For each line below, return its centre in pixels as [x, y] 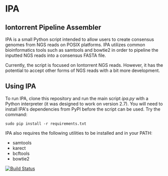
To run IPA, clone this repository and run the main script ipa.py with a [77, 98]
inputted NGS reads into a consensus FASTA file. [56, 55]
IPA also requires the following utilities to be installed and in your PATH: [79, 133]
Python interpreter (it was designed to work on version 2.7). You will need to [84, 104]
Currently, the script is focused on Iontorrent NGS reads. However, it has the [84, 65]
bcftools [21, 153]
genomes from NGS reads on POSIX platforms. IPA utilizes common [75, 45]
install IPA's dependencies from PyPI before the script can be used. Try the [83, 109]
